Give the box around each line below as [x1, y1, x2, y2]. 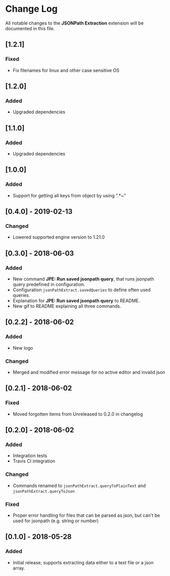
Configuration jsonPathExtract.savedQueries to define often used [12, 287, 151, 293]
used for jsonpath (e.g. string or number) [12, 518, 99, 524]
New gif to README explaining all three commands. [12, 303, 122, 309]
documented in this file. [5, 25, 55, 31]
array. [12, 565, 26, 571]
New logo [12, 344, 33, 351]
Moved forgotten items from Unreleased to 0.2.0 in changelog [12, 411, 143, 417]
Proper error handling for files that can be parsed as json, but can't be [12, 512, 160, 519]
